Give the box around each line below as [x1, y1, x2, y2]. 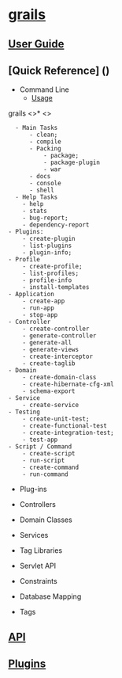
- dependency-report [22, 221, 90, 229]
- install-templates [22, 284, 90, 291]
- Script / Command [8, 443, 72, 451]
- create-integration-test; [22, 429, 114, 437]
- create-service [22, 402, 79, 409]
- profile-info [22, 276, 72, 284]
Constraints [19, 577, 57, 586]
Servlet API [19, 561, 57, 571]
